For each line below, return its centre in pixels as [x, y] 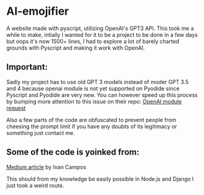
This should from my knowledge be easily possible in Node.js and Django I [100, 178]
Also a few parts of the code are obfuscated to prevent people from [91, 120]
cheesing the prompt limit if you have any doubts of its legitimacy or [92, 126]
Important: [27, 67]
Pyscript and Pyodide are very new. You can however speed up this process [102, 95]
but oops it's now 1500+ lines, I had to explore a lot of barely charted [93, 41]
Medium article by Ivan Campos [46, 167]
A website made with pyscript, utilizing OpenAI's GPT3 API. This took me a [100, 28]
